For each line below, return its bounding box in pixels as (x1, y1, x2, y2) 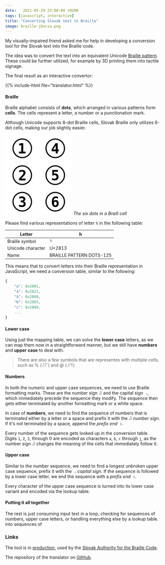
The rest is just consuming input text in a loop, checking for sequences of (5, 511, 156, 517)
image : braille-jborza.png (5, 24, 61, 29)
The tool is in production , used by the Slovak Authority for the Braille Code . (5, 545, 158, 551)
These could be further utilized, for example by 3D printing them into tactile (5, 58, 159, 64)
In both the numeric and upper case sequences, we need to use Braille (5, 384, 150, 391)
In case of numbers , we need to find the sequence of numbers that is (5, 410, 147, 416)
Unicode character (7, 245, 46, 251)
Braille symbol (7, 238, 36, 245)
